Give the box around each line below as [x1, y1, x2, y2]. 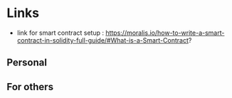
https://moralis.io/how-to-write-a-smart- [105, 28, 225, 37]
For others [6, 80, 54, 93]
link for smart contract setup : [16, 28, 105, 37]
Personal [6, 57, 48, 69]
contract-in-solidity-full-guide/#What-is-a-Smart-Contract [16, 36, 189, 44]
